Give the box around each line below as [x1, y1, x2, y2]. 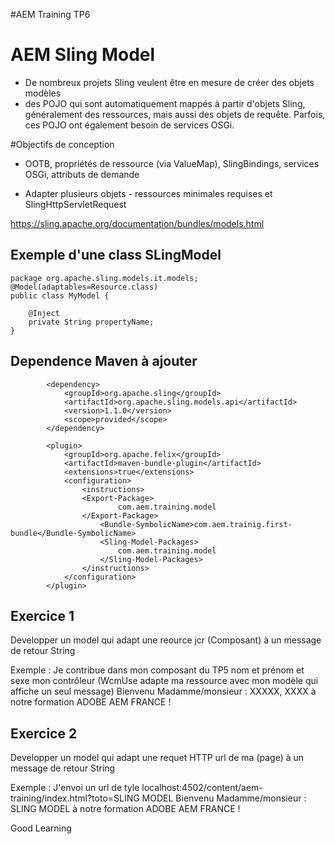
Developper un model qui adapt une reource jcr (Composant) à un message [10, 634, 322, 646]
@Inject [28, 308, 60, 318]
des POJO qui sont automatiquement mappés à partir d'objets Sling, [24, 97, 306, 109]
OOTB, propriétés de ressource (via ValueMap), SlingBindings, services [24, 157, 320, 169]
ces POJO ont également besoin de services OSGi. [24, 119, 235, 131]
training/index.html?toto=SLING [10, 792, 140, 804]
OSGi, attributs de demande [24, 168, 140, 180]
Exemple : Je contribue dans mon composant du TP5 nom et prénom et [10, 664, 305, 676]
